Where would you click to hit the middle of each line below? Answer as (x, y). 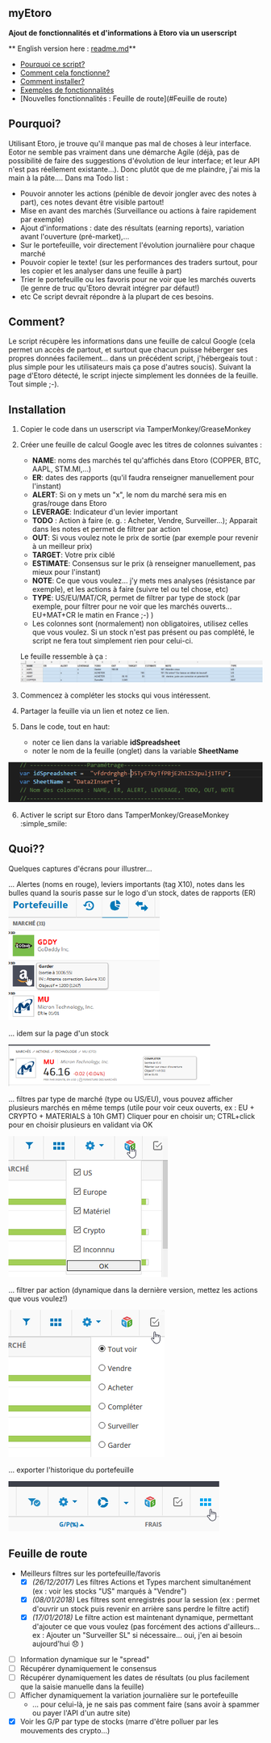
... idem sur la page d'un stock (58, 1033)
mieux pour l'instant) (66, 572)
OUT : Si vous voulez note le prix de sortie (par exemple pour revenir (145, 538)
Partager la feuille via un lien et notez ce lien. (94, 711)
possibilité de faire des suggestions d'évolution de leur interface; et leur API (134, 160)
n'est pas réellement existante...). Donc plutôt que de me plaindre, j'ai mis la (134, 169)
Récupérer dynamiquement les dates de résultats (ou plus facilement (135, 1678)
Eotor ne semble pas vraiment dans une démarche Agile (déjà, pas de (124, 152)
